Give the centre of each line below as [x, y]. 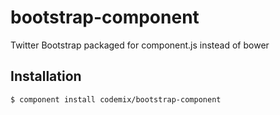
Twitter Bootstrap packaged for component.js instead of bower [140, 45]
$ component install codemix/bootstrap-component [116, 99]
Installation [46, 76]
